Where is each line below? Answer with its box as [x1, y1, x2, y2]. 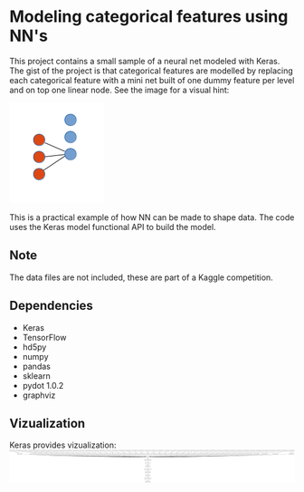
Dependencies [9, 298, 93, 314]
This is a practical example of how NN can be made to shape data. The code [9, 211, 295, 223]
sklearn [22, 370, 52, 381]
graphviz [22, 390, 56, 400]
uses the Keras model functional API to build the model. [9, 221, 216, 232]
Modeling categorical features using [9, 6, 289, 27]
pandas [22, 361, 52, 371]
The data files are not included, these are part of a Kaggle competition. [9, 272, 273, 283]
